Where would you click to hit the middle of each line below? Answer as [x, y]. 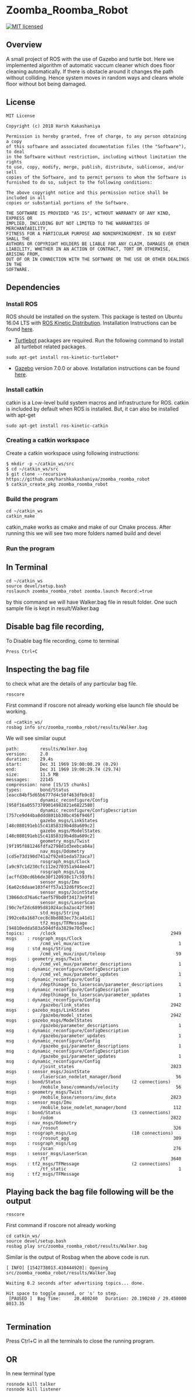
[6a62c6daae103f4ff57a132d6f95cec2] [51, 887]
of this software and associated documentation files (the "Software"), [96, 146]
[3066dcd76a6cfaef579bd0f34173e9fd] [51, 897]
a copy [14, 141]
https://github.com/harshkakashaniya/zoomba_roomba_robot [78, 479]
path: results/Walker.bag [47, 749]
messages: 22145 [30, 779]
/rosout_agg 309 [111, 1138]
